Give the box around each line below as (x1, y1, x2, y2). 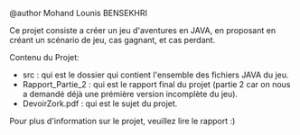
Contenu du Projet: (9, 52, 80, 62)
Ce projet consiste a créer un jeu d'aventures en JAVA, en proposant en (9, 25, 277, 35)
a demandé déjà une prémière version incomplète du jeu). (22, 89, 238, 99)
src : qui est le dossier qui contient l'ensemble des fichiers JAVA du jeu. (22, 69, 289, 80)
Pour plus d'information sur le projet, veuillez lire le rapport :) (9, 116, 236, 126)
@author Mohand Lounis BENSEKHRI (9, 8, 147, 18)
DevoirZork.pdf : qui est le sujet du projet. (22, 98, 178, 109)
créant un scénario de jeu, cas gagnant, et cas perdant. (9, 35, 216, 45)
